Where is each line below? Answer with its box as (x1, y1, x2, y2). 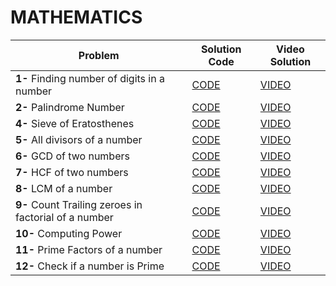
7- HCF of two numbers (15, 165, 129, 179)
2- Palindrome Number (15, 100, 125, 114)
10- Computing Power (15, 226, 123, 240)
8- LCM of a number (15, 181, 113, 195)
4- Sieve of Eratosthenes (15, 116, 135, 130)
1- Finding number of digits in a (15, 71, 165, 85)
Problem (78, 48, 120, 62)
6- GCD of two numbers (15, 149, 130, 163)
